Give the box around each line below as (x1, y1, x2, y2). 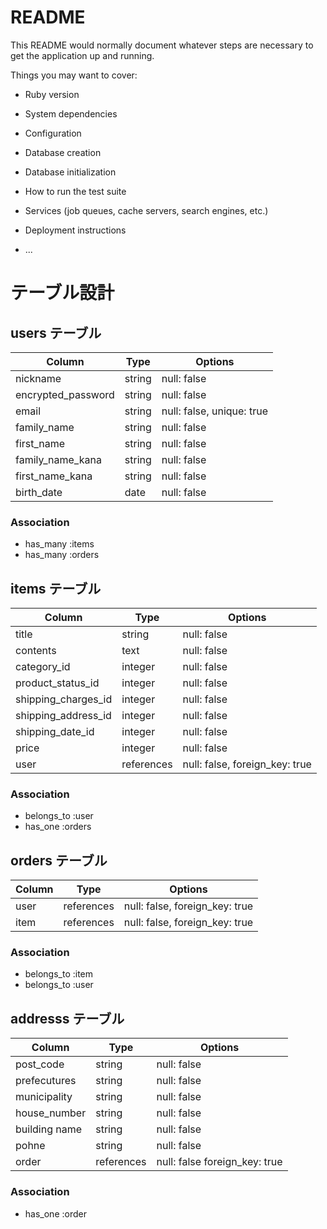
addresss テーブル (10, 1010, 125, 1027)
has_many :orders (24, 549, 100, 561)
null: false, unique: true (161, 404, 268, 418)
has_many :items (24, 538, 95, 550)
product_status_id (15, 676, 100, 690)
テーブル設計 (10, 282, 115, 305)
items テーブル (10, 580, 102, 597)
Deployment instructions (24, 224, 127, 236)
